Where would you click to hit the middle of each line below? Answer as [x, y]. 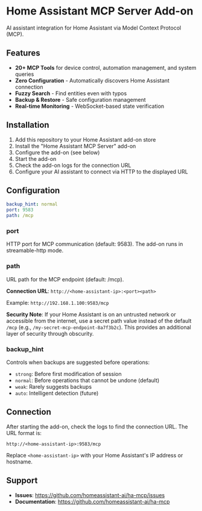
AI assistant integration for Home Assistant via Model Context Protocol [94, 28]
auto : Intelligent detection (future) [57, 393]
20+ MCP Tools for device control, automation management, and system [106, 67]
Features [23, 53]
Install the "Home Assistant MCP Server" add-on [75, 146]
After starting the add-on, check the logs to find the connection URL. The [97, 427]
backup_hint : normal [32, 204]
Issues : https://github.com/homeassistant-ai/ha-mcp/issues [90, 495]
